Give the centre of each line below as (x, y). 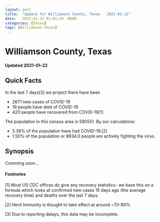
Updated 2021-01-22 (26, 65)
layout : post (18, 9)
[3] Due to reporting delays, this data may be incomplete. (62, 214)
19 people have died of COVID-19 (45, 107)
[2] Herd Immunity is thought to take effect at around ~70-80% (68, 205)
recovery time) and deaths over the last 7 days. (52, 195)
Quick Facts (23, 81)
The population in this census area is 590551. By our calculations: (70, 121)
